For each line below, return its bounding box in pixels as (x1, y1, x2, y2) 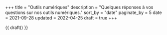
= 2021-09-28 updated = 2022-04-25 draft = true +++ (5, 15, 118, 20)
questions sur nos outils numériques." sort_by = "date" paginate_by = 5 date (5, 9, 162, 15)
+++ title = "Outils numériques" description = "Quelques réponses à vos (5, 4, 154, 10)
